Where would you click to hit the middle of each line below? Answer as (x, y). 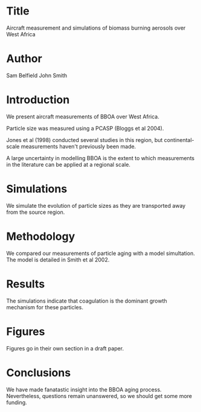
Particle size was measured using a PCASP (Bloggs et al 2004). (85, 128)
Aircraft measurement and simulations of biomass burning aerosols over (96, 28)
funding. (17, 402)
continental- (179, 140)
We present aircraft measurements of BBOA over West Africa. (83, 117)
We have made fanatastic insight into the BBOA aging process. (84, 389)
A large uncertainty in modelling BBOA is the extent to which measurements (101, 158)
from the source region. (36, 212)
